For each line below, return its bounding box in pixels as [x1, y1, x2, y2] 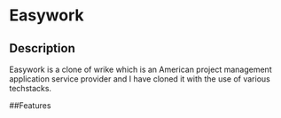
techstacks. [9, 83, 51, 93]
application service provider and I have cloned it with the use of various [9, 74, 270, 84]
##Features [9, 100, 51, 111]
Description [9, 41, 75, 56]
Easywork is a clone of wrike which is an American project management [9, 64, 272, 75]
